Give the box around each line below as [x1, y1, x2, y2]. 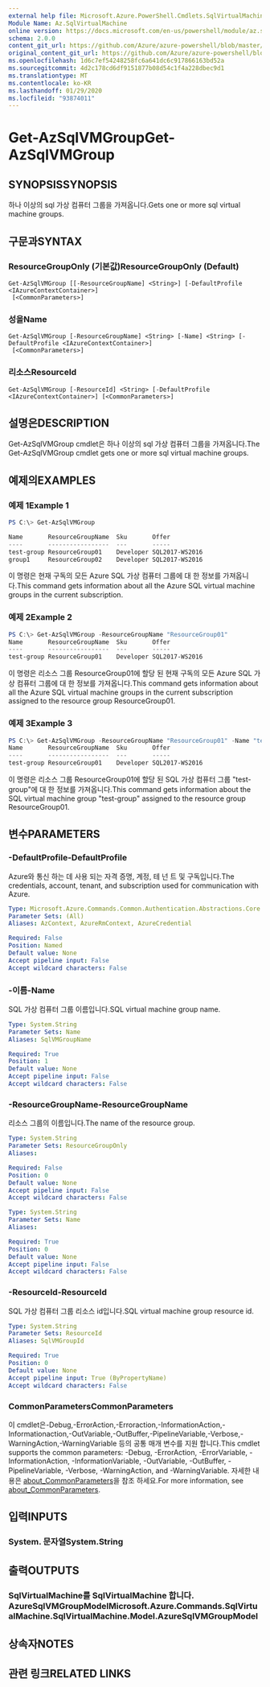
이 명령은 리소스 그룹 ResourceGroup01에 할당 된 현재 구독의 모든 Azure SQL [8, 669, 252, 679]
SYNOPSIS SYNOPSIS [8, 178, 118, 192]
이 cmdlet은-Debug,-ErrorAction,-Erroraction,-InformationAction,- [8, 1420, 226, 1429]
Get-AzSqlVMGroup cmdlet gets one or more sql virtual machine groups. [8, 448, 249, 458]
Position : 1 [8, 1058, 48, 1066]
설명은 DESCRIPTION [8, 416, 110, 430]
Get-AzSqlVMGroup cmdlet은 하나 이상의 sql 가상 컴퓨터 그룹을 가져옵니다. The [8, 439, 260, 449]
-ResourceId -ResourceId [8, 1287, 107, 1298]
